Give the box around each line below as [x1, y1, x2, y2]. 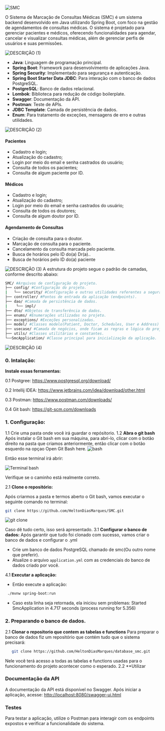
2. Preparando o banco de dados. [5, 618, 86, 624]
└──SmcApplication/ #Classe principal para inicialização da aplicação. [5, 336, 157, 341]
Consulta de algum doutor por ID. [12, 213, 80, 219]
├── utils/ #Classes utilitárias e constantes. [5, 331, 105, 336]
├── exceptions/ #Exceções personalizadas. [5, 317, 96, 323]
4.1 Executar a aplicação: [5, 572, 57, 578]
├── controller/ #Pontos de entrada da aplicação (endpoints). [5, 294, 137, 299]
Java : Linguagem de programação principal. [12, 60, 102, 65]
